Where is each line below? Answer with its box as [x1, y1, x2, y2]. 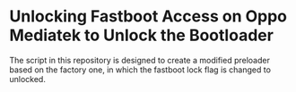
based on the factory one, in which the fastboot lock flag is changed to [9, 64, 272, 75]
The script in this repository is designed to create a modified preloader [9, 54, 271, 65]
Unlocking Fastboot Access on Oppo [9, 6, 288, 27]
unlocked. [9, 73, 47, 84]
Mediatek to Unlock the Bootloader [9, 25, 274, 46]
